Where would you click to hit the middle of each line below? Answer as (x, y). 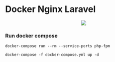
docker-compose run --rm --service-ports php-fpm (58, 46)
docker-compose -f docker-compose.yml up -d (52, 55)
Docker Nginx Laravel (51, 9)
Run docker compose (32, 35)
